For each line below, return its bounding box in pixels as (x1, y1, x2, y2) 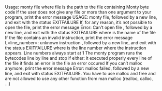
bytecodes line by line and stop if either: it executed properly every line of (5, 55, 152, 61)
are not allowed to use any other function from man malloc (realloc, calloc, (5, 76, 153, 81)
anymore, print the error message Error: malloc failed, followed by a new (5, 65, 149, 71)
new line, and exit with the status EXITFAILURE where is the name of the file (5, 30, 156, 35)
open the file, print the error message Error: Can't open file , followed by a (5, 25, 152, 30)
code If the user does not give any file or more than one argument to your (5, 9, 151, 15)
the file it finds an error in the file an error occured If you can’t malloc (5, 60, 143, 66)
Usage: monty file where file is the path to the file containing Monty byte (5, 4, 149, 10)
